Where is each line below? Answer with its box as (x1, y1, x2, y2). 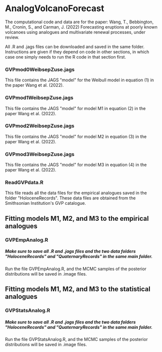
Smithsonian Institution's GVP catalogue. (5, 200, 86, 206)
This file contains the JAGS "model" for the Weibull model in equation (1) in (5, 77, 154, 83)
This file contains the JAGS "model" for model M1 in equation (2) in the (5, 105, 146, 111)
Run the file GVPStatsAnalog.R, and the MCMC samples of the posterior (5, 336, 148, 342)
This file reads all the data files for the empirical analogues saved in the (5, 190, 147, 196)
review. (5, 34, 19, 40)
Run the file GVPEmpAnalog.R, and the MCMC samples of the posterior (5, 266, 147, 272)
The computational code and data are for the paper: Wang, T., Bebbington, (5, 19, 154, 25)
